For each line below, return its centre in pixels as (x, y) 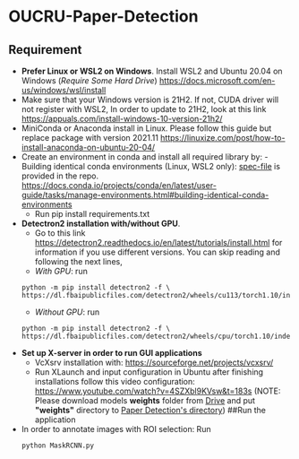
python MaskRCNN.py (58, 446)
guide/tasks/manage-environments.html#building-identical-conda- (145, 195)
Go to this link (60, 233)
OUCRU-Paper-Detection (103, 17)
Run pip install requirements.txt (92, 214)
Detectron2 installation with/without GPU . (101, 223)
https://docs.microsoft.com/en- (217, 81)
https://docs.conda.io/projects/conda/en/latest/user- (119, 185)
